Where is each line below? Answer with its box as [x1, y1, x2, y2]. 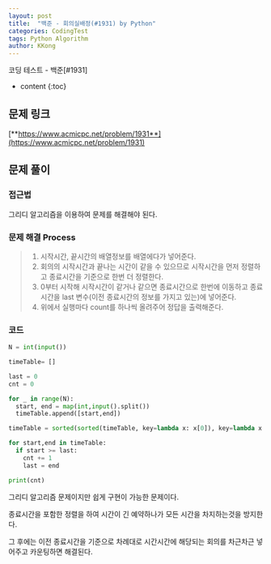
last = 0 [8, 372, 38, 381]
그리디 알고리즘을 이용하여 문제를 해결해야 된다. [8, 209, 158, 219]
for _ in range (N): [8, 395, 74, 403]
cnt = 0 [8, 380, 35, 388]
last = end [23, 461, 60, 470]
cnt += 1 [23, 454, 53, 462]
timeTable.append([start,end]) [15, 410, 121, 418]
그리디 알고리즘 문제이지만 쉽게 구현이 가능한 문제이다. [8, 492, 180, 502]
